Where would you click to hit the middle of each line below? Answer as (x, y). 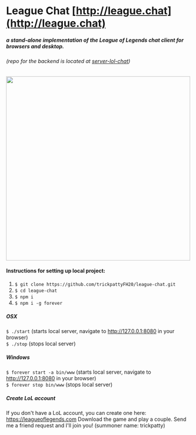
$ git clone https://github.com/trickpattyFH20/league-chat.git (95, 284)
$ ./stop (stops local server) (41, 344)
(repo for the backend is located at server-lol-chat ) (68, 61)
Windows (18, 357)
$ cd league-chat (36, 291)
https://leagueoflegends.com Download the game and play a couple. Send (96, 419)
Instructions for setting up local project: (56, 271)
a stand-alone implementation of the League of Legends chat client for (95, 40)
